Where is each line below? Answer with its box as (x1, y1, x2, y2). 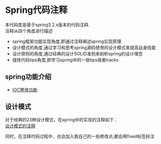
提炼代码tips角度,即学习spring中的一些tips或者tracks (12, 57, 119, 63)
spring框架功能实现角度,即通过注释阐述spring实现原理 (12, 38, 122, 44)
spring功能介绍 (5, 72, 52, 81)
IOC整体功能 (12, 87, 38, 93)
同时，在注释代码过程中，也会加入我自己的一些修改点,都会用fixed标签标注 (5, 133, 155, 139)
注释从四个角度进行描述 (5, 28, 53, 34)
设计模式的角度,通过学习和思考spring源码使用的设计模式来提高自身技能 (12, 44, 156, 50)
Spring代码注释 (5, 4, 68, 16)
